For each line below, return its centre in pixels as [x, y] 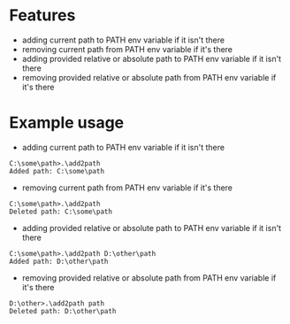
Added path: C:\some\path [57, 171]
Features [42, 15]
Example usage [67, 123]
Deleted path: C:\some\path [61, 212]
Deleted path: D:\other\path [63, 311]
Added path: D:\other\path [59, 261]
